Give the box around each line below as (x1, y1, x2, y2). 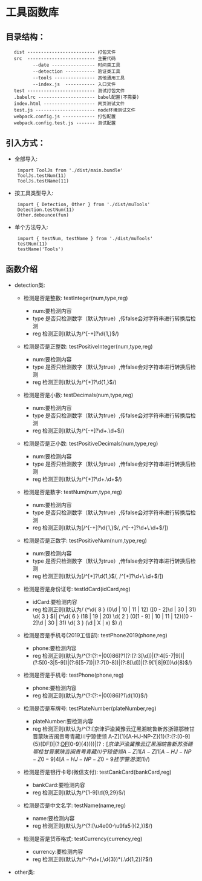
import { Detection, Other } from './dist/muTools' (17, 201, 151, 207)
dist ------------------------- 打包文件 (13, 49, 116, 55)
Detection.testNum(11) (17, 207, 75, 213)
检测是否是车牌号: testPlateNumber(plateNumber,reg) (23, 705, 157, 712)
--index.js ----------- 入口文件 (32, 81, 116, 87)
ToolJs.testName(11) (17, 178, 69, 184)
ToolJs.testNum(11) (17, 172, 67, 179)
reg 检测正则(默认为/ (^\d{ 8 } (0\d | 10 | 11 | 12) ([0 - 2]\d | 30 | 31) (32, 606, 197, 613)
